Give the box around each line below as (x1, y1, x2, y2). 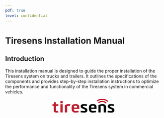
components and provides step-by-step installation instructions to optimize (5, 78, 159, 84)
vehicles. (5, 89, 24, 95)
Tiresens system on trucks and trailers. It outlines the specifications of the (5, 73, 157, 79)
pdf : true (5, 8, 26, 13)
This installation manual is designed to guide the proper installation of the (5, 68, 156, 74)
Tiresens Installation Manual (5, 35, 125, 46)
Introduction (5, 55, 45, 63)
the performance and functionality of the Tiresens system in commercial (5, 83, 153, 89)
